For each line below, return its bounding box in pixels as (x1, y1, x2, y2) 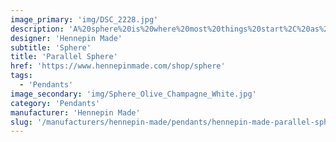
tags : (10, 71, 33, 81)
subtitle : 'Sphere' (10, 42, 92, 53)
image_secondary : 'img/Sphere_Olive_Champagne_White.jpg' (10, 89, 257, 99)
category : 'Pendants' (10, 98, 101, 108)
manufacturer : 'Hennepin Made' (10, 107, 141, 118)
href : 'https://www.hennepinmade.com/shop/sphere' (10, 61, 226, 71)
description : (10, 24, 65, 34)
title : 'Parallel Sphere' (10, 52, 118, 62)
